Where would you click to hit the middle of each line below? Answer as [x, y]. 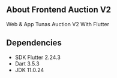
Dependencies [34, 43]
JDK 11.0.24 [29, 70]
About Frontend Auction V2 [59, 10]
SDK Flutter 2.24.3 [38, 57]
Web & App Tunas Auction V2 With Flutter [58, 24]
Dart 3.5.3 [27, 63]
